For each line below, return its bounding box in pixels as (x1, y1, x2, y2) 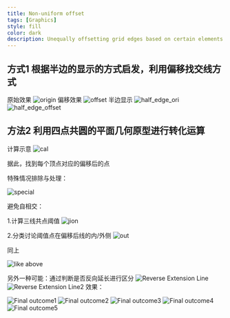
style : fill (7, 23, 41, 30)
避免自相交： (7, 201, 43, 210)
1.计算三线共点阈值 (7, 217, 60, 225)
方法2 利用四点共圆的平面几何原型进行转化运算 (7, 125, 205, 137)
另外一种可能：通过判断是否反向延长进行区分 (7, 274, 134, 282)
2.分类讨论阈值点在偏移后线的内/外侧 (7, 231, 112, 239)
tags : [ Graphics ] (7, 17, 57, 23)
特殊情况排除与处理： (7, 174, 67, 182)
